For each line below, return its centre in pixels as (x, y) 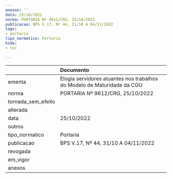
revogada (19, 151)
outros (16, 126)
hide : (11, 43)
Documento (75, 70)
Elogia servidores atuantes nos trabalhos (109, 79)
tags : (11, 29)
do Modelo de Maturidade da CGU (101, 85)
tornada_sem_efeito (31, 101)
